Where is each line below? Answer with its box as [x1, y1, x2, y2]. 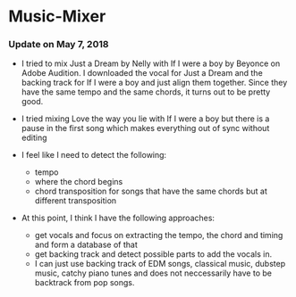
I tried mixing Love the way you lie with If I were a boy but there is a [21, 113, 270, 124]
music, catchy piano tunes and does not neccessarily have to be [34, 268, 272, 278]
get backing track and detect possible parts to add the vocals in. [34, 249, 273, 260]
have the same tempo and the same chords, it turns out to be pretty [21, 87, 271, 97]
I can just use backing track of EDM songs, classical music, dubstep [34, 259, 286, 269]
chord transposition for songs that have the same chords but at [34, 186, 267, 197]
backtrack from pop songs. [34, 277, 135, 288]
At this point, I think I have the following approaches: [21, 212, 216, 224]
